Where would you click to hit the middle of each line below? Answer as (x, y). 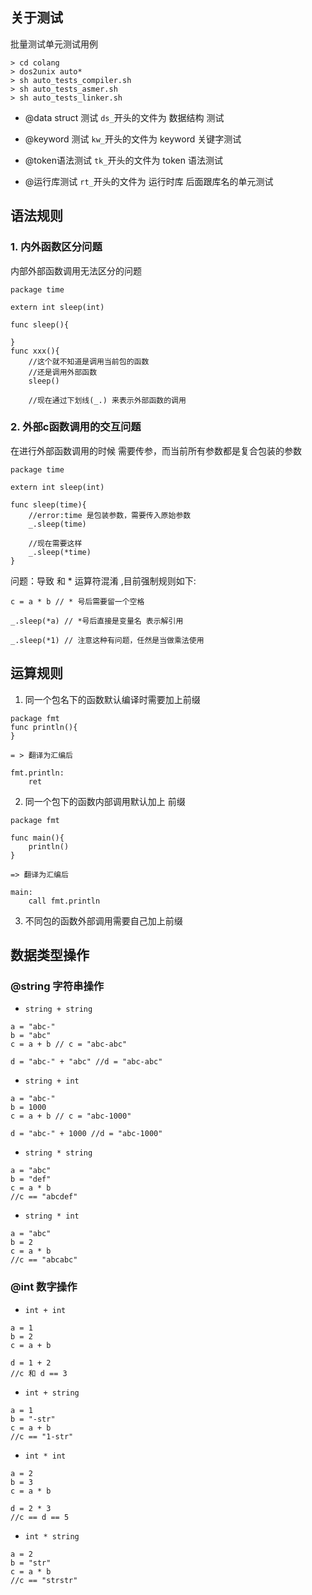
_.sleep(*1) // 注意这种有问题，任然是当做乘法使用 (107, 640)
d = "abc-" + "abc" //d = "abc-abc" (86, 1062)
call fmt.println (64, 901)
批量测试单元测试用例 (54, 44)
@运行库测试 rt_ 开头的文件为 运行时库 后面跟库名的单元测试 (149, 181)
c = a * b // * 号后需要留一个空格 (77, 601)
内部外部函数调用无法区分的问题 (76, 270)
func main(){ (37, 838)
